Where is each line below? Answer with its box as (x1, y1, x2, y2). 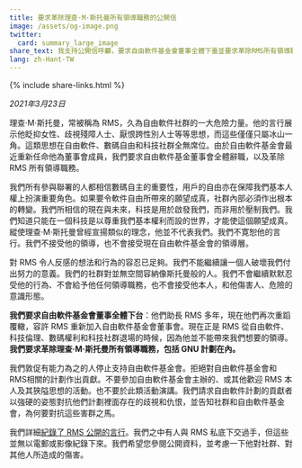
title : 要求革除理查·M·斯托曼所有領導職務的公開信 (9, 13, 177, 22)
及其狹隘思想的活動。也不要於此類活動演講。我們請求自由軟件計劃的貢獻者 (16, 385, 293, 396)
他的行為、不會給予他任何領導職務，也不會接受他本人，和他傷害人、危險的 (16, 280, 293, 290)
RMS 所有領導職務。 (9, 163, 84, 173)
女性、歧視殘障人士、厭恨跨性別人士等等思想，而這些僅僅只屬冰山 (40, 129, 285, 139)
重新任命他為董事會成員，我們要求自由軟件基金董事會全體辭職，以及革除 (16, 151, 285, 162)
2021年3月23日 (9, 98, 66, 109)
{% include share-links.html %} (9, 80, 126, 90)
